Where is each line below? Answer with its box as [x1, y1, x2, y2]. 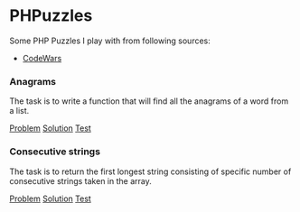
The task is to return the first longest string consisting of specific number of [9, 166, 292, 177]
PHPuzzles [9, 5, 93, 26]
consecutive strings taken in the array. [9, 175, 152, 186]
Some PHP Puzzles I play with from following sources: [9, 35, 211, 46]
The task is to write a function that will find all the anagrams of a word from [9, 96, 289, 106]
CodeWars [22, 52, 62, 63]
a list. [9, 106, 30, 116]
